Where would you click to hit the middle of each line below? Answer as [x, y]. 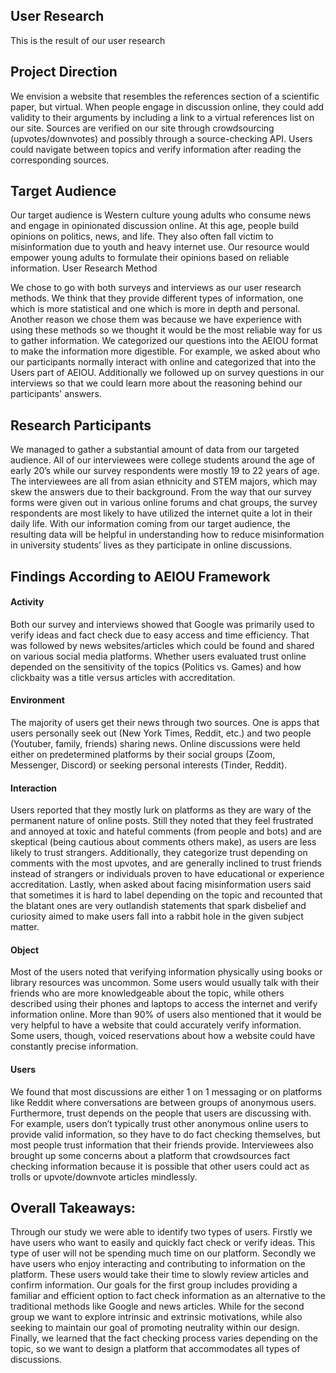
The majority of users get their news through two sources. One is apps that [165, 723]
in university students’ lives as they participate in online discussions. [151, 545]
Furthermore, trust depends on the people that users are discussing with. [161, 1113]
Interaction [34, 788]
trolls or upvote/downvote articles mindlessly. [104, 1176]
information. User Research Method [84, 268]
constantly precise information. [74, 1046]
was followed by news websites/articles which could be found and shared [162, 645]
